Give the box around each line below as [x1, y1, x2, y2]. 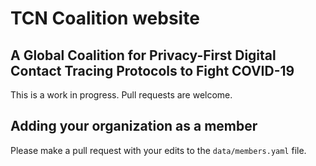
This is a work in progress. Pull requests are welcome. [10, 89, 233, 101]
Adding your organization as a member [10, 118, 258, 135]
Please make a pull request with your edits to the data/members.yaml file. [10, 144, 307, 156]
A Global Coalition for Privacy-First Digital [10, 47, 277, 64]
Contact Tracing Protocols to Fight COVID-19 [10, 62, 295, 79]
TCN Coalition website [10, 7, 200, 30]
